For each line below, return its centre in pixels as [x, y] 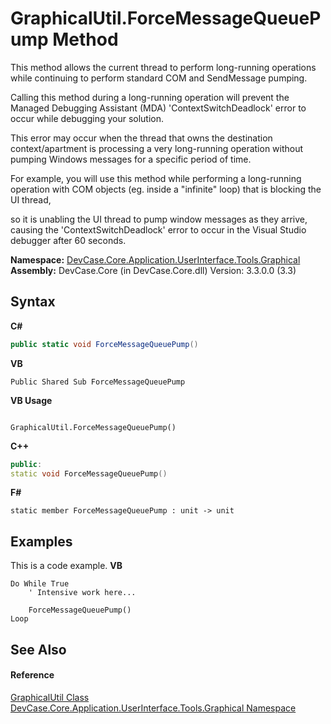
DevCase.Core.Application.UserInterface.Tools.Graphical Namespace [153, 708]
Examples [41, 541]
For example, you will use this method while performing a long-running [156, 178]
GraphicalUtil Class [50, 697]
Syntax [33, 302]
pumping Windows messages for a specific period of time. [131, 159]
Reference [32, 675]
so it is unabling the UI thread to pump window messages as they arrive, [159, 219]
